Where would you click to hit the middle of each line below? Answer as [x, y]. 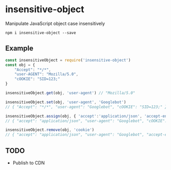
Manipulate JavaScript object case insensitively [55, 23]
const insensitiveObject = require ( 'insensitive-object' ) [68, 60]
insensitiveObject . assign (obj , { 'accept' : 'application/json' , [74, 116]
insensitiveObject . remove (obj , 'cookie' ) [50, 130]
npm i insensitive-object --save [41, 33]
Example [19, 49]
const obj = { [20, 65]
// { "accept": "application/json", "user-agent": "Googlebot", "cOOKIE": [86, 121]
